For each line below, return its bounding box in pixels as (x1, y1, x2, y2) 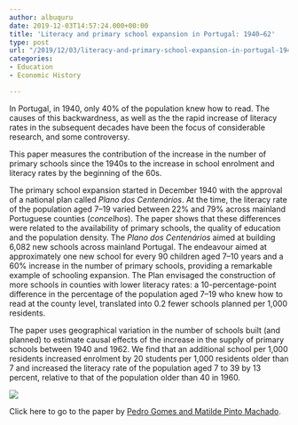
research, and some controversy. (9, 131, 130, 142)
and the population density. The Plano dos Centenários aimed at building (9, 232, 276, 243)
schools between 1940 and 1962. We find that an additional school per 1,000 (9, 343, 288, 354)
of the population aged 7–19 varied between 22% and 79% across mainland (9, 204, 286, 214)
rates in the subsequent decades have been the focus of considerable (9, 122, 266, 132)
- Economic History (9, 71, 82, 80)
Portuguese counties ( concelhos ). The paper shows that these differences (9, 212, 281, 223)
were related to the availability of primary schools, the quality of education (9, 222, 281, 233)
